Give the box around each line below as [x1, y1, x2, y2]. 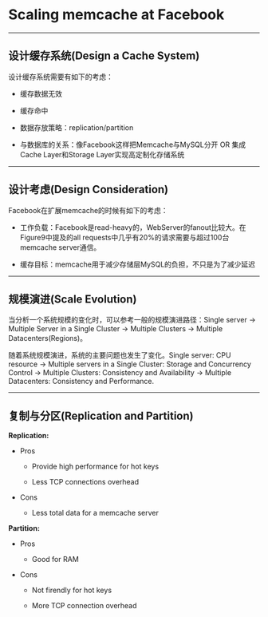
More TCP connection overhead [31, 601, 137, 611]
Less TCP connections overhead [31, 477, 140, 487]
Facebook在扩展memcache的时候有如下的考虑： [8, 205, 169, 215]
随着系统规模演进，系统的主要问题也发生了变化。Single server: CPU [8, 350, 231, 360]
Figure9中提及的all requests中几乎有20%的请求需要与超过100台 [19, 232, 230, 242]
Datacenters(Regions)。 [8, 334, 88, 343]
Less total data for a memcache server [31, 508, 160, 518]
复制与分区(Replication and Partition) [8, 409, 194, 422]
